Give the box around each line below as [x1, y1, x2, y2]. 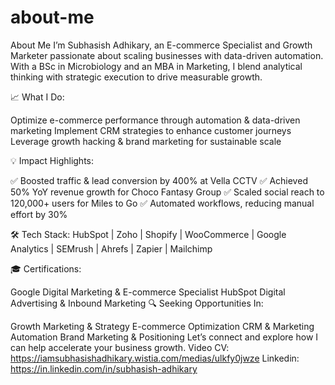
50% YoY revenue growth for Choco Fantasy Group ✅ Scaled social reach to [10, 186, 325, 198]
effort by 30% [10, 208, 68, 220]
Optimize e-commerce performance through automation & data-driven [10, 114, 301, 126]
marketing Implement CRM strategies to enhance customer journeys [10, 124, 292, 136]
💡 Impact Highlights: [10, 154, 95, 166]
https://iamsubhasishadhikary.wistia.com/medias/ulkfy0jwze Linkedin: [10, 352, 300, 364]
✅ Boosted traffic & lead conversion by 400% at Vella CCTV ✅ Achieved [10, 174, 308, 186]
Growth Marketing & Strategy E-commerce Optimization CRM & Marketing [10, 320, 315, 332]
